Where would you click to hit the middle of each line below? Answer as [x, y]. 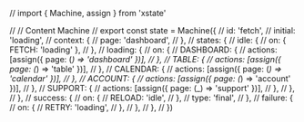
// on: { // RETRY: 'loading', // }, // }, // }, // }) [91, 107]
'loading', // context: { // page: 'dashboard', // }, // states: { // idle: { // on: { [148, 40]
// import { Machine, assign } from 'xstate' [88, 13]
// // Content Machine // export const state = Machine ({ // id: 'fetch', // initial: [152, 30]
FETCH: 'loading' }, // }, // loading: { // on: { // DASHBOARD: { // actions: [143, 50]
